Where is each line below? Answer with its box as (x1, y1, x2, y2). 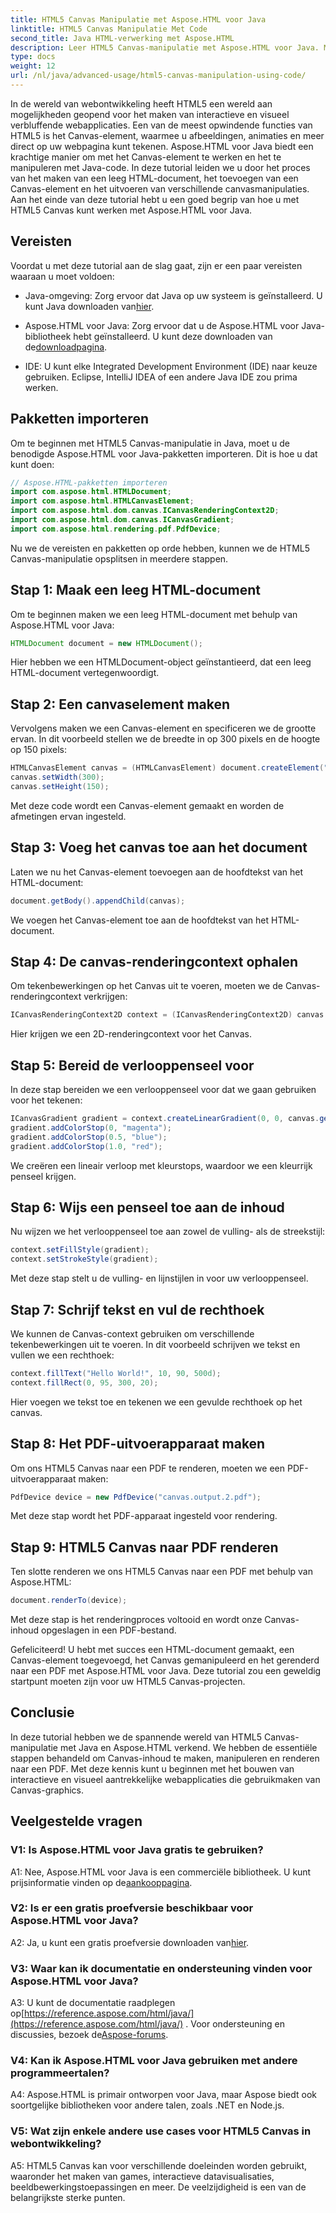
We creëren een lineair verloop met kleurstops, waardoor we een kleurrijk (10, 1159, 313, 1171)
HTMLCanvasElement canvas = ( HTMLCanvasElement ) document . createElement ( (10, 763, 325, 773)
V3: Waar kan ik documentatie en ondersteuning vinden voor (10, 1961, 313, 1975)
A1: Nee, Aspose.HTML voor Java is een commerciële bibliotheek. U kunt (10, 1866, 312, 1878)
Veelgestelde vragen (10, 1813, 143, 1830)
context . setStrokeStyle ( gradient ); (10, 1254, 159, 1265)
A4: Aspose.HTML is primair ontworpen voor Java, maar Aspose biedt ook (10, 2089, 317, 2101)
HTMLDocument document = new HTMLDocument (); (10, 638, 203, 648)
